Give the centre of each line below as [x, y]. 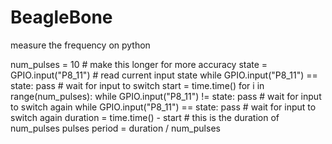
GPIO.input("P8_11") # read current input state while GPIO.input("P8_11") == [164, 75]
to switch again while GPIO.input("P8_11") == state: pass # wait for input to [163, 107]
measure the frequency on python [80, 45]
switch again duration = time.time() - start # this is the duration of [145, 117]
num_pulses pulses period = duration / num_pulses [115, 128]
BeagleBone [61, 17]
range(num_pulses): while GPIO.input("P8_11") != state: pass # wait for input [166, 96]
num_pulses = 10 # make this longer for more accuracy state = [139, 64]
